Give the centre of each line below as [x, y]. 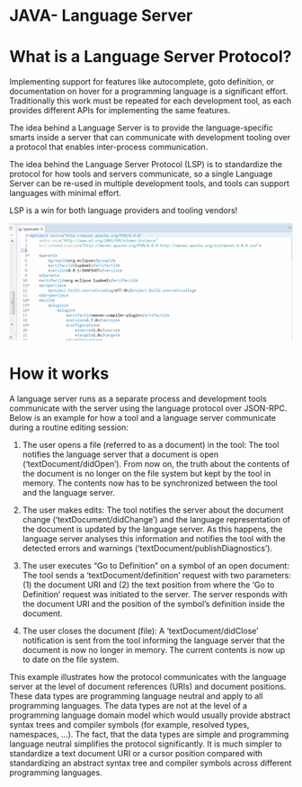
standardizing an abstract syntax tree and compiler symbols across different [151, 763]
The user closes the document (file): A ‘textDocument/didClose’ [140, 631]
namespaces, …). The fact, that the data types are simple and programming [149, 735]
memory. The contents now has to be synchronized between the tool [150, 483]
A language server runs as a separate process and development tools [138, 399]
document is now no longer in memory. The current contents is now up [154, 650]
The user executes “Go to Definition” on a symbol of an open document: [156, 566]
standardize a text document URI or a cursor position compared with [136, 754]
